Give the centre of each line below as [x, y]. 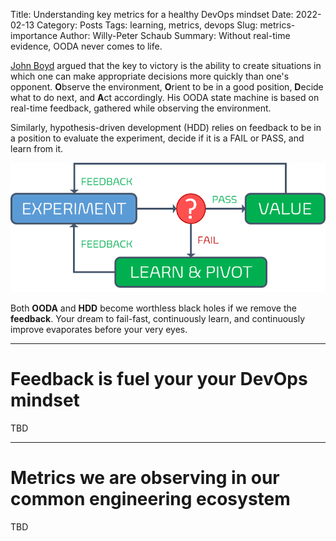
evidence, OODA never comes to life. [86, 46]
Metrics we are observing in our [145, 478]
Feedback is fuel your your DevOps [159, 379]
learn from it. [37, 148]
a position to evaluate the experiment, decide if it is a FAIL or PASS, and [157, 138]
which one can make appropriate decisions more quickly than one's [150, 76]
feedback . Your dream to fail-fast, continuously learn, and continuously [158, 318]
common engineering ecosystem [150, 499]
